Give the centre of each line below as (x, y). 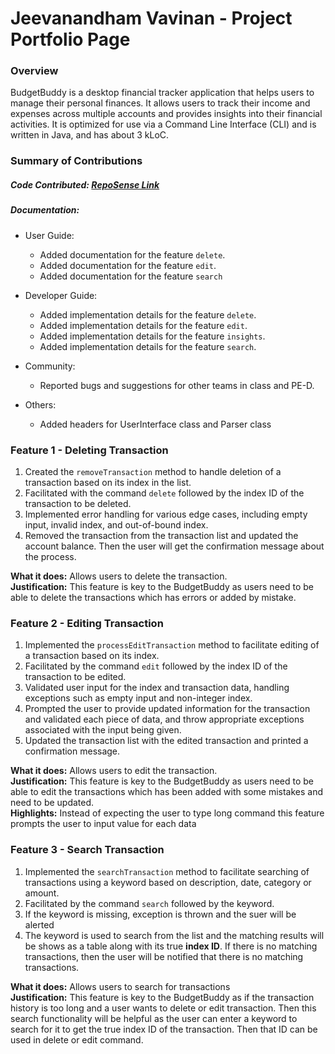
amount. (42, 893)
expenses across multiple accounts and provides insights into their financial (166, 114)
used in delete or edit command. (77, 1039)
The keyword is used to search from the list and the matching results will (174, 935)
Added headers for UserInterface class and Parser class (155, 424)
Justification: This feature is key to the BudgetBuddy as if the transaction (162, 997)
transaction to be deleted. (78, 504)
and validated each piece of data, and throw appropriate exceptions (164, 719)
